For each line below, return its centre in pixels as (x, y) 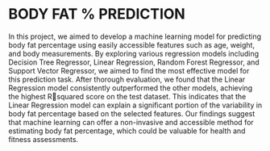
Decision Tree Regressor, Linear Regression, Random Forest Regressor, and (134, 62)
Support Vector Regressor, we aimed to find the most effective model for (129, 70)
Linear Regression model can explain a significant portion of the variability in (135, 105)
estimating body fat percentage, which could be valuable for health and (127, 131)
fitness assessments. (44, 139)
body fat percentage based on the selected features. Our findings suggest (132, 113)
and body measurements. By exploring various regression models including (134, 53)
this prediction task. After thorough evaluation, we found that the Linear (127, 79)
